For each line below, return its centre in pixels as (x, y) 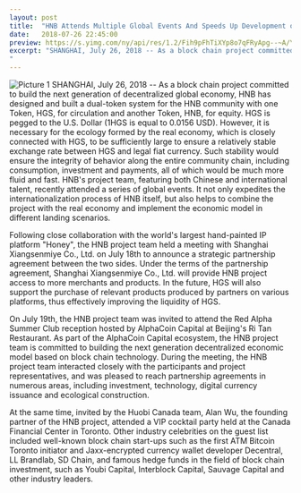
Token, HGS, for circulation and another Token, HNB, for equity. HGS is (140, 113)
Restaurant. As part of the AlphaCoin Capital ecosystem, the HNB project (144, 338)
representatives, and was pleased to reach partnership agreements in (138, 376)
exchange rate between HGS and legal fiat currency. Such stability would (144, 151)
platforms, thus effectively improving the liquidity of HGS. (115, 302)
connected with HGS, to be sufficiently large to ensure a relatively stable (142, 141)
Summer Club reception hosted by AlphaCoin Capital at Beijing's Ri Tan (140, 328)
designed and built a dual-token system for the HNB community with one (144, 103)
